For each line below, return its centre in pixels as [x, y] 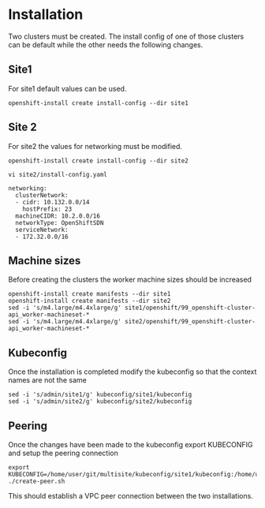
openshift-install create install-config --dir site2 [99, 161]
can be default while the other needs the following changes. [106, 44]
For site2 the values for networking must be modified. [95, 146]
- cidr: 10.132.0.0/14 [52, 202]
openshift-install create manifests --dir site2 [90, 301]
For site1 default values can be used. [67, 88]
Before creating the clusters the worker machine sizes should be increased [130, 280]
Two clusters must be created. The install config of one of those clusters [126, 36]
